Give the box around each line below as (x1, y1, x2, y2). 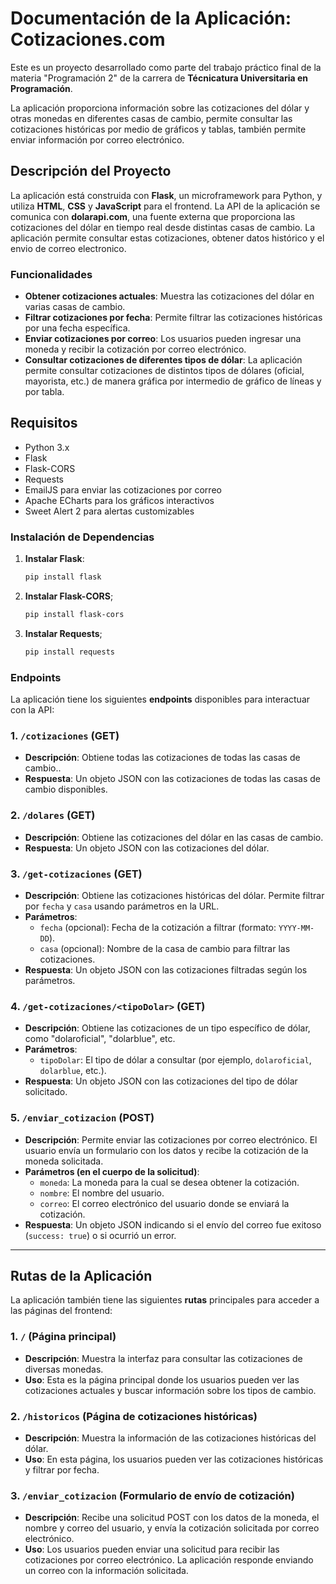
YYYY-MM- (278, 923, 315, 933)
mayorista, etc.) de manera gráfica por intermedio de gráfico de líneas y (24, 375, 322, 387)
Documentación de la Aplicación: (10, 7, 292, 30)
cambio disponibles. (24, 783, 108, 796)
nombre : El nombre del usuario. (39, 1187, 165, 1199)
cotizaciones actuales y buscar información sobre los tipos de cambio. (24, 1384, 317, 1396)
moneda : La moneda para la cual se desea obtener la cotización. (39, 1176, 300, 1188)
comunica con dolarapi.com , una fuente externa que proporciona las (10, 210, 296, 222)
